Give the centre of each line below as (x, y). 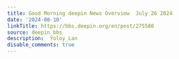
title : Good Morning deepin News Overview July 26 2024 (90, 13)
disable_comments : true (41, 45)
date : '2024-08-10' (35, 20)
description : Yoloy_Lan (42, 39)
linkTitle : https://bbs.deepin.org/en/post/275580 (81, 26)
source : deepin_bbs (35, 32)
